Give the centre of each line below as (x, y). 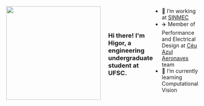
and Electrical (179, 39)
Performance (178, 33)
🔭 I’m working (179, 11)
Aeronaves (175, 58)
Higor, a (120, 43)
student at (123, 66)
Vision (170, 90)
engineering (126, 51)
